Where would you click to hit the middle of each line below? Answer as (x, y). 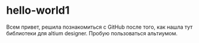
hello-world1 (38, 10)
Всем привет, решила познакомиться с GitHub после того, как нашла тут (99, 27)
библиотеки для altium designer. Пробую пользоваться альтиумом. (92, 33)
